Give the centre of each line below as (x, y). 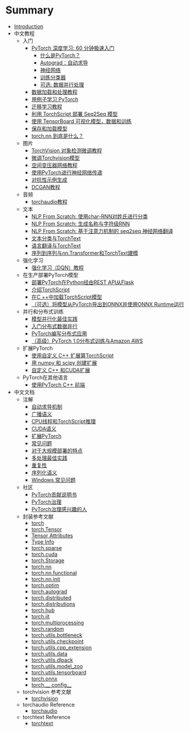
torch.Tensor (47, 529)
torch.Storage (48, 560)
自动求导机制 (47, 406)
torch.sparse (47, 548)
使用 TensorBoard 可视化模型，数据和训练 (82, 121)
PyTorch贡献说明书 (54, 494)
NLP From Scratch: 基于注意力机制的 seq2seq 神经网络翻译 (102, 231)
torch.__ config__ (51, 685)
